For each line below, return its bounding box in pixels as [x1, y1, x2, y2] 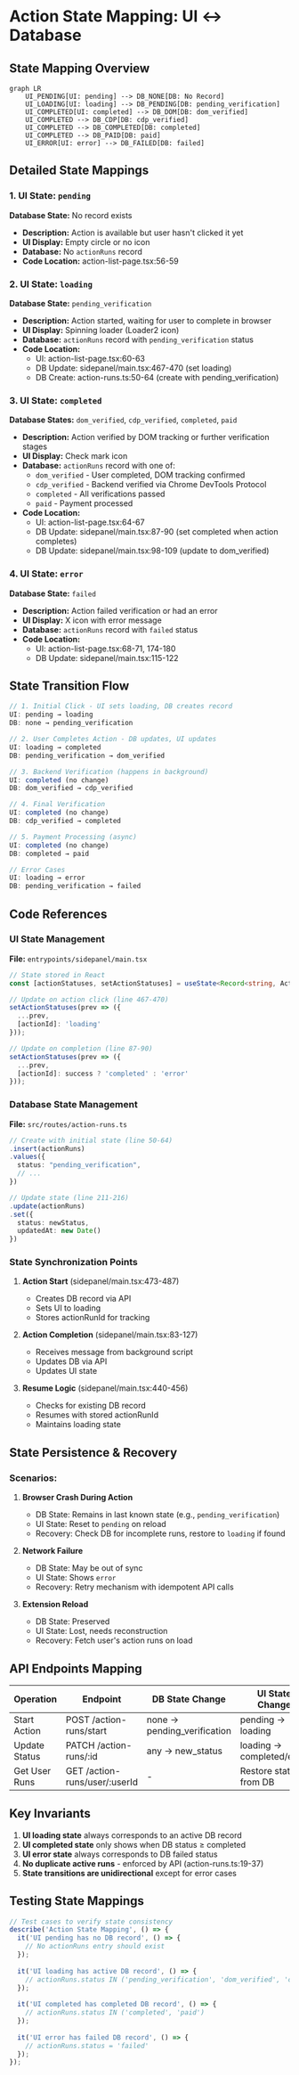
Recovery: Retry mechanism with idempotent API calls [35, 1581, 234, 1592]
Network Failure [21, 1546, 83, 1556]
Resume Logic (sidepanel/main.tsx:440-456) [21, 1383, 189, 1393]
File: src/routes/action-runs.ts [9, 1118, 127, 1129]
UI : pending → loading [9, 710, 93, 719]
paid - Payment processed [35, 498, 133, 509]
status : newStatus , [17, 1218, 90, 1227]
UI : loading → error [9, 873, 86, 883]
